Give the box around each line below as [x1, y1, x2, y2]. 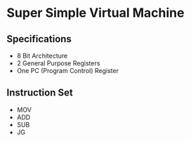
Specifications [6, 33, 72, 45]
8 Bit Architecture [16, 51, 68, 60]
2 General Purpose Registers [16, 59, 100, 67]
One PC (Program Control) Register [16, 67, 119, 75]
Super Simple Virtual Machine [6, 5, 185, 21]
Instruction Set [6, 86, 73, 99]
